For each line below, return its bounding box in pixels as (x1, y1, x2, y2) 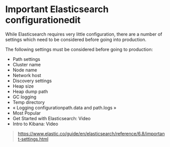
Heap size (12, 83, 34, 89)
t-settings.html (17, 136, 49, 142)
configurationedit (5, 14, 81, 26)
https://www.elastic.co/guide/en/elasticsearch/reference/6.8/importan (17, 130, 165, 136)
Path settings (12, 56, 41, 62)
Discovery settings (12, 78, 52, 84)
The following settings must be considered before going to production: (5, 46, 153, 52)
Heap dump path (12, 88, 48, 94)
